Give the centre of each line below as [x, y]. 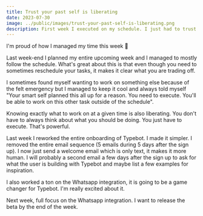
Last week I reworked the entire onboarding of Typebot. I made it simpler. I [99, 138]
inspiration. [20, 170]
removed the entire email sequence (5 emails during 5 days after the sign [98, 145]
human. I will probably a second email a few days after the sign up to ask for [101, 158]
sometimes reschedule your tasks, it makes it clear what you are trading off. [101, 71]
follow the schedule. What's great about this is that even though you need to [101, 64]
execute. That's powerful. [38, 127]
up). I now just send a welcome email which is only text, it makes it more [96, 151]
